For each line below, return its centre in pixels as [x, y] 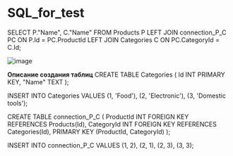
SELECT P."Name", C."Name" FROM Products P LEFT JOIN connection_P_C [117, 32]
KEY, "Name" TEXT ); [38, 82]
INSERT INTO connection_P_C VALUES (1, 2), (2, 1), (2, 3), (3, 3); [101, 145]
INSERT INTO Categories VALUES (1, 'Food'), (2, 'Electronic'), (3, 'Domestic [116, 96]
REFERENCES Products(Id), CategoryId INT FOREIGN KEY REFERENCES [112, 124]
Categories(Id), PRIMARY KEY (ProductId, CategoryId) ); [89, 131]
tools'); [18, 103]
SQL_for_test [46, 13]
